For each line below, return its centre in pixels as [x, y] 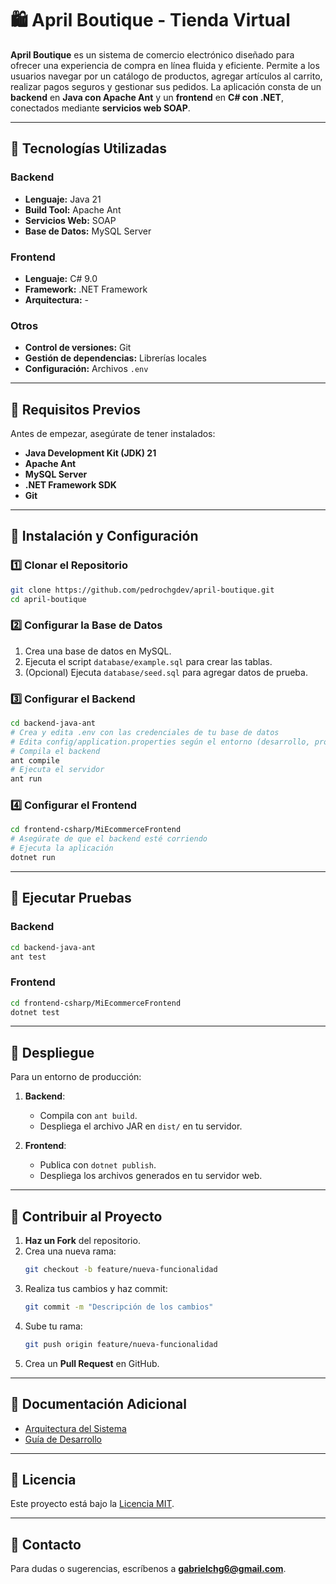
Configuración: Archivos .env [86, 369]
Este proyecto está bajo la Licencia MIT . [92, 1504]
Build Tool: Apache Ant [73, 209]
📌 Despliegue [52, 1052]
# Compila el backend [55, 751]
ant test [28, 957]
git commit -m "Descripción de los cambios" [119, 1307]
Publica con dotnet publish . [98, 1165]
